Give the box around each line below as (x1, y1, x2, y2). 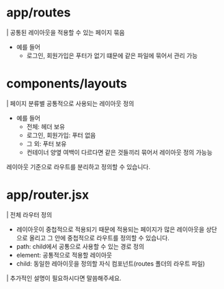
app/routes (6, 5, 71, 21)
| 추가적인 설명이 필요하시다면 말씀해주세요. (6, 274, 122, 282)
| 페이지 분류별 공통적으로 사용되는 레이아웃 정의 (6, 99, 135, 108)
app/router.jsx (6, 187, 89, 203)
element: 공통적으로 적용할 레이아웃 (16, 251, 113, 259)
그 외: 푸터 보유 (26, 139, 67, 148)
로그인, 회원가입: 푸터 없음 (26, 131, 96, 139)
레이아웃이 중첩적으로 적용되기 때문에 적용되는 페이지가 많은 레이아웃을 (16, 225, 205, 234)
